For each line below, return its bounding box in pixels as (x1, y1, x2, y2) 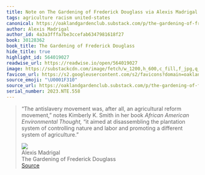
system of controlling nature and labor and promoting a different (21, 124, 183, 132)
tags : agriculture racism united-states (6, 15, 111, 21)
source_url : (6, 83, 37, 89)
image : (6, 65, 23, 72)
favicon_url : (6, 71, 40, 77)
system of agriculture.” (21, 130, 79, 138)
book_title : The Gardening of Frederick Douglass (6, 43, 135, 49)
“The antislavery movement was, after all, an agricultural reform (21, 105, 182, 112)
